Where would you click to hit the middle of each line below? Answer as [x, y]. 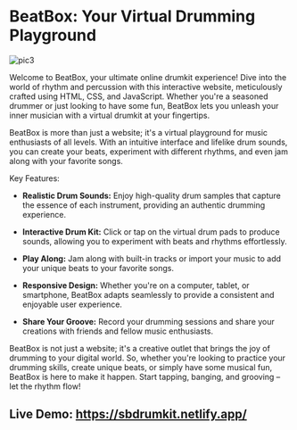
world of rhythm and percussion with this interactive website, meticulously [146, 87]
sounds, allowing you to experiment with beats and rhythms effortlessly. [154, 241]
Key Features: [34, 178]
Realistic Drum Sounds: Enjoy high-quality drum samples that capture [151, 195]
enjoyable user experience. [72, 304]
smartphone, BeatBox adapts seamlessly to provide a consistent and [148, 294]
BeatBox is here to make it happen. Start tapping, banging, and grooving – [145, 376]
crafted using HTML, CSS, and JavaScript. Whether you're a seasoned [139, 96]
